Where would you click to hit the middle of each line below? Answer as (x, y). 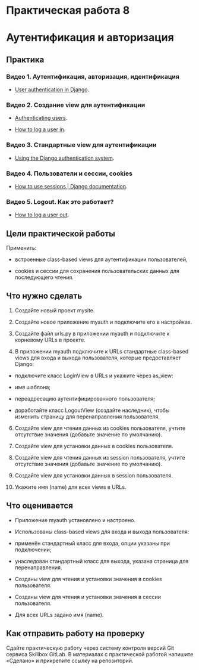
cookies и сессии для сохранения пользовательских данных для (97, 271)
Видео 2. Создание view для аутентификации (76, 105)
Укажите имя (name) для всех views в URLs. (70, 487)
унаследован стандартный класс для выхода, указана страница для (102, 561)
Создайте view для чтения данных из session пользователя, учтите (100, 457)
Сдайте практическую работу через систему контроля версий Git (90, 648)
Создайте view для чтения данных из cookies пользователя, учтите (100, 428)
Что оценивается (40, 506)
